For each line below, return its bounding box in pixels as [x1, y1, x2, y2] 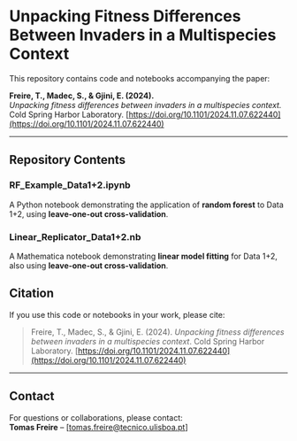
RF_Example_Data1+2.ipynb [9, 179, 131, 191]
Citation [9, 286, 55, 301]
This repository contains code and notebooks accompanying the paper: [9, 73, 270, 83]
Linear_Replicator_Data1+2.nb [9, 230, 141, 243]
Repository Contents [9, 152, 126, 167]
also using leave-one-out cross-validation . [9, 259, 169, 271]
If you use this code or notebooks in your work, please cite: [9, 309, 225, 320]
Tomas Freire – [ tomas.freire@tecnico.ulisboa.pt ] [9, 422, 188, 432]
